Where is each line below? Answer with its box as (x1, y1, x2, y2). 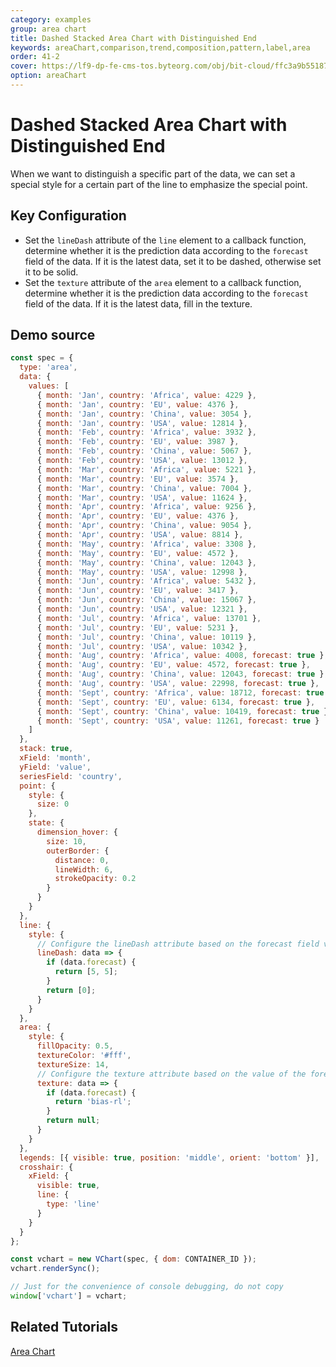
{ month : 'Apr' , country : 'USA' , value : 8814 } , (36, 530, 244, 540)
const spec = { (10, 353, 74, 363)
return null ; (46, 1116, 101, 1126)
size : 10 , (46, 836, 87, 846)
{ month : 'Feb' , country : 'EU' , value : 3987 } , (36, 437, 240, 447)
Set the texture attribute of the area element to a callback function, (24, 276, 302, 288)
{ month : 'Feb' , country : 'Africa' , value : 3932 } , (36, 427, 257, 438)
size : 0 (36, 799, 70, 810)
